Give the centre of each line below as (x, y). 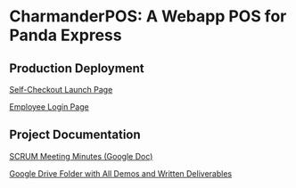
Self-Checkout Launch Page (61, 90)
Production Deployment (77, 68)
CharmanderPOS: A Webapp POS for (148, 16)
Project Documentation (75, 135)
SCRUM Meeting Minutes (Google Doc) (81, 156)
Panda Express (66, 35)
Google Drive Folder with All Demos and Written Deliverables (121, 173)
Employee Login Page (49, 107)
